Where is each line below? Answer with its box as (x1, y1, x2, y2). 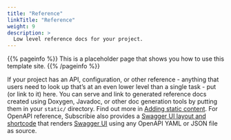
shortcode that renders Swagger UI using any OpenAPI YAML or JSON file (7, 119, 219, 128)
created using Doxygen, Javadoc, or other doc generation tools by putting (7, 97, 218, 106)
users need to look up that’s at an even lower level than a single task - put (7, 83, 217, 91)
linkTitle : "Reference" (7, 17, 76, 23)
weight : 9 (7, 23, 36, 30)
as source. (7, 127, 37, 135)
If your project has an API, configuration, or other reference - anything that (7, 75, 219, 83)
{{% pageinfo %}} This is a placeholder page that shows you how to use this (7, 54, 225, 63)
